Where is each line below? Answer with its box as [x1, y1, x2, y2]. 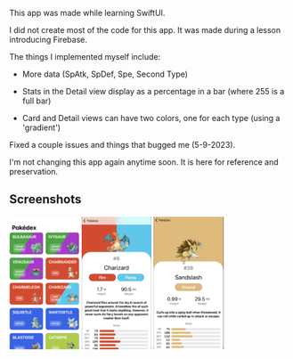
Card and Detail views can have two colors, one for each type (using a [21, 113, 281, 123]
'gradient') [21, 122, 61, 133]
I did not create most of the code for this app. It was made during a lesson [9, 25, 281, 35]
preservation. [9, 167, 59, 176]
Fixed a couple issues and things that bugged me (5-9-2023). [9, 140, 236, 150]
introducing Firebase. [9, 35, 87, 45]
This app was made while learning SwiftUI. [9, 8, 166, 18]
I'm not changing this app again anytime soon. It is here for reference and [9, 157, 279, 167]
